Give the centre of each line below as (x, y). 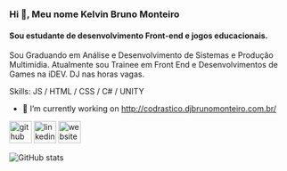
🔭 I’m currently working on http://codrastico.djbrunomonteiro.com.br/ (149, 109)
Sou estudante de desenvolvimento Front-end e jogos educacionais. (139, 36)
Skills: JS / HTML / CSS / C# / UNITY (77, 92)
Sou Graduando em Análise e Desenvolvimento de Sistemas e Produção (141, 55)
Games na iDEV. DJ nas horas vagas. (77, 74)
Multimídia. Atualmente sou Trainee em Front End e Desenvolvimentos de (143, 65)
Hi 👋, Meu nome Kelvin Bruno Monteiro (94, 14)
